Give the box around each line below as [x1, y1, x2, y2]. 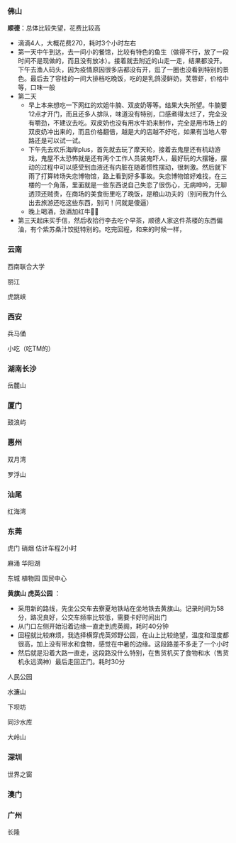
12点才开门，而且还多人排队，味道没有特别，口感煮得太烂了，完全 [28, 110, 221, 119]
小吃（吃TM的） [7, 344, 55, 353]
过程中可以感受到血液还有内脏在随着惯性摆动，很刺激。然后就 [40, 163, 221, 172]
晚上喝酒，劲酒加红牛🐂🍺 [28, 207, 99, 216]
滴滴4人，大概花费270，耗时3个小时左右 [17, 39, 137, 48]
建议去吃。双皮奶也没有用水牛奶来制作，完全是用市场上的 [59, 119, 227, 127]
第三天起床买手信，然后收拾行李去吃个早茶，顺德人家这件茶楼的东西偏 [17, 216, 223, 225]
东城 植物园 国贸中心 [7, 574, 67, 583]
